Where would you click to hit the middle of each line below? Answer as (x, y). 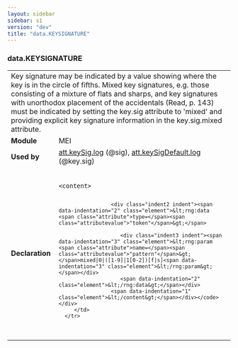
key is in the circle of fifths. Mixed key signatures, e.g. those (110, 84)
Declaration (31, 253)
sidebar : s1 (25, 21)
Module (24, 140)
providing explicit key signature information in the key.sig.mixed (117, 120)
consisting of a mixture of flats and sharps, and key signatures (114, 94)
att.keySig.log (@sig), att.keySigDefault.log (130, 152)
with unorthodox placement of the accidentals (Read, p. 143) (113, 102)
